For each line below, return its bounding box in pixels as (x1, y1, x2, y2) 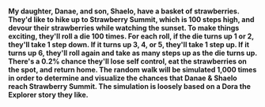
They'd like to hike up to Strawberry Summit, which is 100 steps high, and (8, 14, 255, 24)
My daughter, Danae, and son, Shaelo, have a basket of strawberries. (8, 6, 240, 16)
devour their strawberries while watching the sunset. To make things (8, 23, 240, 32)
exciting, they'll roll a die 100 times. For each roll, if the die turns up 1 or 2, (8, 31, 255, 41)
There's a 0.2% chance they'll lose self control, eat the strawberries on (8, 56, 247, 66)
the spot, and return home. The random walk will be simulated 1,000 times (8, 65, 257, 74)
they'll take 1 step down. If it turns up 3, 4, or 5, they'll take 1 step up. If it (8, 39, 250, 49)
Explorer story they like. (8, 90, 89, 99)
